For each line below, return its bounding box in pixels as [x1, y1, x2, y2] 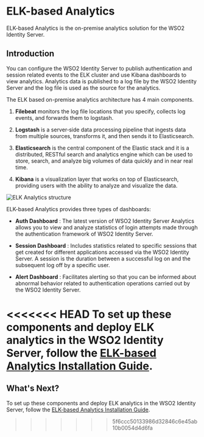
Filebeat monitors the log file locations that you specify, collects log [15, 108, 186, 115]
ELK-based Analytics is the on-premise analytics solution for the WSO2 [6, 24, 185, 32]
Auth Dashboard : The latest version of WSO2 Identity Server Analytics [15, 217, 195, 225]
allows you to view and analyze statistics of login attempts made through [15, 223, 198, 231]
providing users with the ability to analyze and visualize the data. [15, 181, 178, 189]
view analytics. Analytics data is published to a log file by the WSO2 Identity [6, 77, 197, 85]
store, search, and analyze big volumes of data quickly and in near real [15, 157, 193, 164]
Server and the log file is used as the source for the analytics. [6, 84, 161, 91]
